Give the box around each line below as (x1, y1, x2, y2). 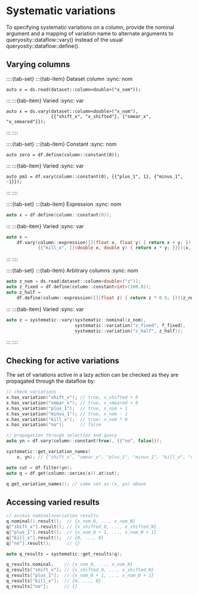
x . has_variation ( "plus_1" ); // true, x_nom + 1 (6, 405, 128, 411)
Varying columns (6, 60, 71, 70)
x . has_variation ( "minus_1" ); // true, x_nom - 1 (6, 411, 128, 417)
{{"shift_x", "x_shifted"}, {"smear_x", (51, 113, 151, 119)
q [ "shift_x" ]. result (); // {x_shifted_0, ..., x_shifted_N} (6, 524, 157, 530)
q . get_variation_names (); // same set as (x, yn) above (6, 481, 146, 487)
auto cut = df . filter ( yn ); (6, 465, 72, 471)
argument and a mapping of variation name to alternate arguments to (6, 29, 174, 37)
